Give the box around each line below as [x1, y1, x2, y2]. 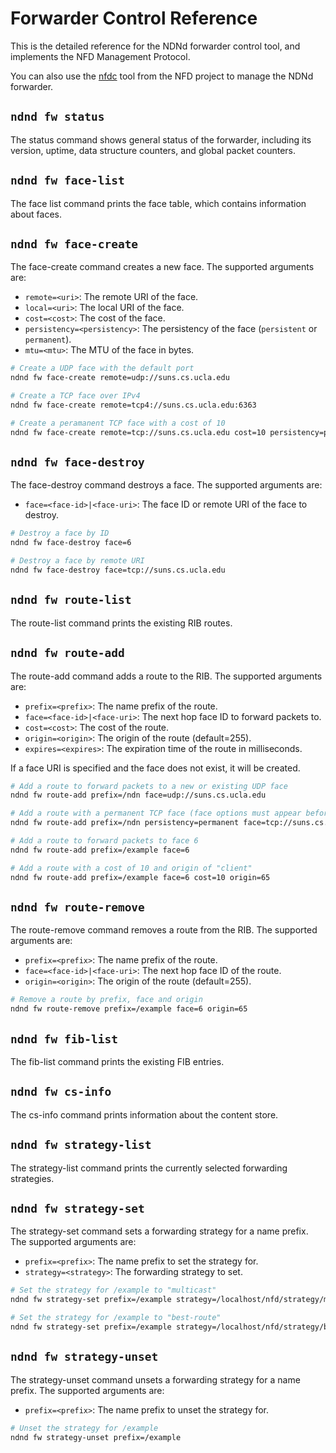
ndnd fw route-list [10, 593, 132, 607]
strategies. [10, 1172, 55, 1184]
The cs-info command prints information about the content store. [10, 1108, 279, 1121]
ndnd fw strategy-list [10, 1138, 152, 1152]
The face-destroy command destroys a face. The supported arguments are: [10, 479, 323, 491]
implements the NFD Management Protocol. [10, 50, 191, 62]
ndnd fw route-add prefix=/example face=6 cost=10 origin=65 [10, 872, 271, 882]
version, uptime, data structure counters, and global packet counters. [10, 144, 297, 156]
